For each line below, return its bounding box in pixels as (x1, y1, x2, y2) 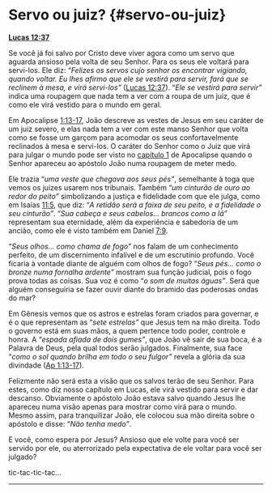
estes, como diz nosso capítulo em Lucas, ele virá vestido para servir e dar (8, 385, 259, 394)
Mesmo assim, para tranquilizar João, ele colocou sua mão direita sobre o (8, 410, 255, 420)
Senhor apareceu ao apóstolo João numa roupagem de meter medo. (8, 158, 237, 168)
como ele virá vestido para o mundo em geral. (8, 100, 162, 109)
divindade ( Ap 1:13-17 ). (8, 360, 85, 370)
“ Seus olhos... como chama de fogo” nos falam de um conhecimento (8, 241, 239, 251)
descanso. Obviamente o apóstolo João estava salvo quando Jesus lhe (8, 393, 246, 402)
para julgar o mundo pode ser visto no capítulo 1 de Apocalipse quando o (8, 150, 253, 159)
